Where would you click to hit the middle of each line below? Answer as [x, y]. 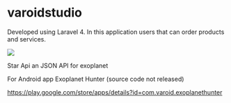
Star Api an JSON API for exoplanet [58, 65]
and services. [27, 39]
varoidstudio [45, 13]
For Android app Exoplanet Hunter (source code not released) [96, 79]
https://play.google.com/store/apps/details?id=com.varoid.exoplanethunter [115, 92]
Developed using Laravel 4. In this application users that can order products [116, 32]
